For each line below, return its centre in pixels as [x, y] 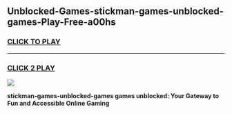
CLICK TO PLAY [34, 42]
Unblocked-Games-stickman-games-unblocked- [116, 11]
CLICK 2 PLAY [31, 68]
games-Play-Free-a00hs [61, 22]
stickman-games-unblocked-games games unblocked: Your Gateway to [113, 95]
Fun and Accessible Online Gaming [58, 103]
